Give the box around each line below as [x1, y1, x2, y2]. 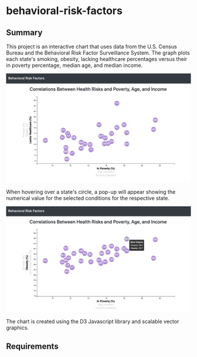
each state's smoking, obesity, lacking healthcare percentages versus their [6, 56, 188, 62]
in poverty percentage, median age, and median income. [6, 62, 143, 69]
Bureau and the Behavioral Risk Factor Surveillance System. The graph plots [6, 49, 191, 56]
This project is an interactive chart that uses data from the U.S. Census [6, 43, 177, 50]
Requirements [6, 341, 59, 351]
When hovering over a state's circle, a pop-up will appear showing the [6, 188, 176, 196]
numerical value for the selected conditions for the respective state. [6, 195, 170, 202]
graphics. [6, 324, 29, 331]
